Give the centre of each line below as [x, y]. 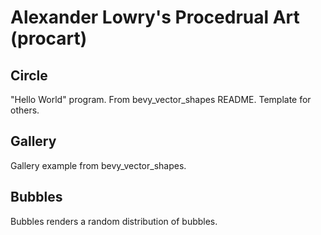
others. [25, 110]
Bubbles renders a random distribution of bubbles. [114, 221]
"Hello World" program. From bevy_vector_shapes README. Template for [161, 99]
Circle [29, 75]
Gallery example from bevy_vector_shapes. [98, 165]
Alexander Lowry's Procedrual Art [155, 17]
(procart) [49, 38]
